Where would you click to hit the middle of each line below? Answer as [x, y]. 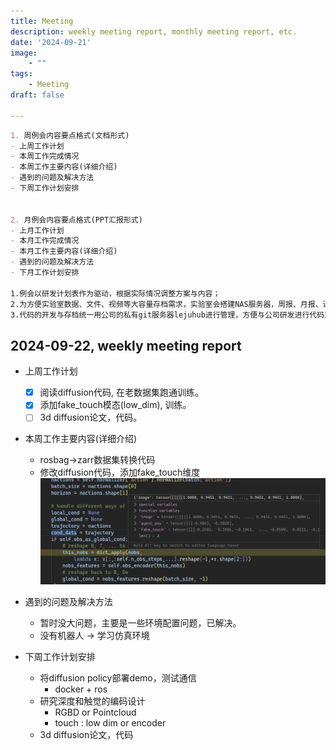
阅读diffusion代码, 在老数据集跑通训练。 [122, 392]
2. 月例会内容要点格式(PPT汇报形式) [76, 220]
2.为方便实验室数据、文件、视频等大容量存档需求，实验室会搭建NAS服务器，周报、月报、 [166, 304]
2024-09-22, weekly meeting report [126, 345]
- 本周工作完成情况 [45, 156]
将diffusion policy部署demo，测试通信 [118, 678]
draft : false [37, 95]
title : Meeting [42, 21]
